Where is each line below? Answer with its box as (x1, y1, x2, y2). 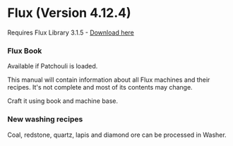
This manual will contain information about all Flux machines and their (7, 75, 210, 84)
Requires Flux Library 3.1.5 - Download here (7, 28, 134, 37)
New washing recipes (7, 114, 83, 124)
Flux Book (7, 46, 42, 56)
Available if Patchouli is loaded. (7, 62, 98, 71)
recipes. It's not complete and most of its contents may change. (7, 83, 193, 92)
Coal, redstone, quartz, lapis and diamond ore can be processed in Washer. (7, 130, 227, 139)
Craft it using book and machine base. (7, 97, 119, 105)
